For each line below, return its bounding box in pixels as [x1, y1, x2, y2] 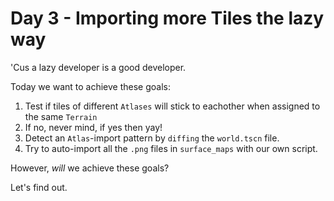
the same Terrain [24, 110, 98, 122]
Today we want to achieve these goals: [10, 80, 171, 92]
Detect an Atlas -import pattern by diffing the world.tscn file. [24, 132, 280, 144]
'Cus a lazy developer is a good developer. [10, 61, 187, 73]
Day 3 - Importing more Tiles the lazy [10, 7, 325, 30]
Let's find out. [10, 181, 68, 193]
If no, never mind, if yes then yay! [24, 121, 163, 133]
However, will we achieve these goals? [10, 162, 170, 174]
